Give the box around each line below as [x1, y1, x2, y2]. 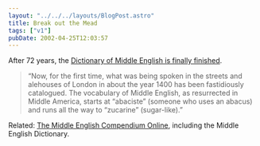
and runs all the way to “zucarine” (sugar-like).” [27, 105, 184, 115]
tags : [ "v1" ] [8, 26, 52, 34]
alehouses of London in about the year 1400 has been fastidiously [27, 80, 244, 89]
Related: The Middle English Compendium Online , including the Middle [8, 120, 239, 130]
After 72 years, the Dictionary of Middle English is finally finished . [8, 56, 223, 65]
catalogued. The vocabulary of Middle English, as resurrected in [27, 89, 239, 98]
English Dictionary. [8, 129, 70, 139]
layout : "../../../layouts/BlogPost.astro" [8, 11, 155, 20]
